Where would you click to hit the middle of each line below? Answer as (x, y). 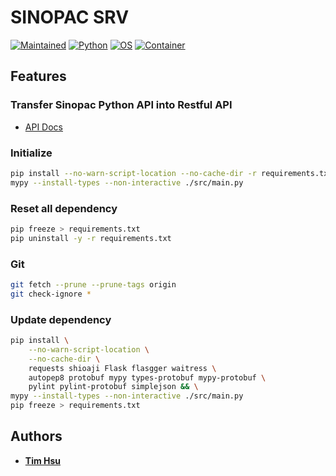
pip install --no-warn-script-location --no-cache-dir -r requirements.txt (171, 173)
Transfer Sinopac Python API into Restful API (121, 105)
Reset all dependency (64, 208)
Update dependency (61, 319)
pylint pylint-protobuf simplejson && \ (113, 387)
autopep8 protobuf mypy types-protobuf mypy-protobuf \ (147, 377)
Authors (36, 436)
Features (38, 76)
